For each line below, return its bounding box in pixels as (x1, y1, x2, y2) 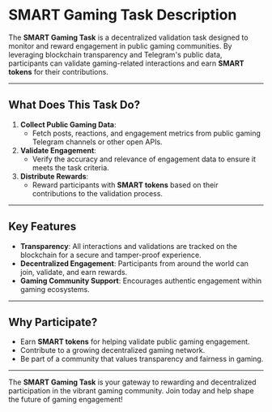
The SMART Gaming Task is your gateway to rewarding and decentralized (8, 377, 257, 387)
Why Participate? (8, 315, 98, 329)
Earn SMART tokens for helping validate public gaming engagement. (19, 337, 250, 346)
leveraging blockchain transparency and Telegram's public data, (8, 49, 223, 59)
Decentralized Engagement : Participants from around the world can (19, 258, 249, 268)
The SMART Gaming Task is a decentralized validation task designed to (8, 32, 249, 42)
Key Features (8, 220, 77, 234)
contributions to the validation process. (32, 188, 164, 198)
